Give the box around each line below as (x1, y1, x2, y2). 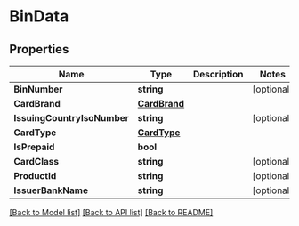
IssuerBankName (13, 184, 89, 197)
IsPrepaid (13, 141, 55, 153)
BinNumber (13, 83, 63, 95)
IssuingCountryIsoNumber (13, 112, 129, 124)
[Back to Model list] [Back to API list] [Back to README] (9, 207, 214, 217)
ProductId (13, 170, 57, 182)
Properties (9, 42, 69, 57)
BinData (9, 6, 69, 27)
